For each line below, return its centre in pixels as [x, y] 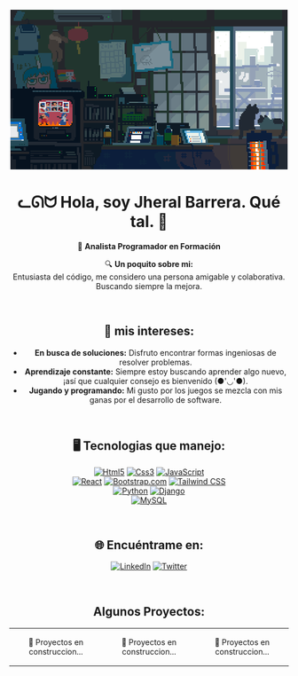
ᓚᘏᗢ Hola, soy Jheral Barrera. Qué [149, 203]
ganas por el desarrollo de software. [155, 399]
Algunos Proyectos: [149, 612]
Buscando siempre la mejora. [149, 286]
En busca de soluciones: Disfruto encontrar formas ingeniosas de [156, 352]
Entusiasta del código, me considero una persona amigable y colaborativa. [149, 277]
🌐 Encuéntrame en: [149, 545]
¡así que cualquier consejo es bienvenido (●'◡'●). [156, 381]
